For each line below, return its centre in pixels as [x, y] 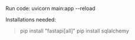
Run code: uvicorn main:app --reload [50, 8]
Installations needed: [31, 19]
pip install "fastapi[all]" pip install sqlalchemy [74, 31]
